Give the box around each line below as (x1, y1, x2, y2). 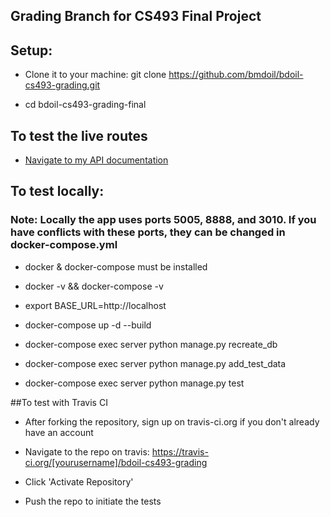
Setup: (10, 42, 53, 59)
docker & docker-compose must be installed (24, 260, 208, 273)
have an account (24, 426, 94, 438)
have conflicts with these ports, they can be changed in (10, 225, 286, 239)
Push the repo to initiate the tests (24, 495, 162, 507)
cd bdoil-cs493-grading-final (24, 99, 147, 111)
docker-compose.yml (10, 238, 118, 252)
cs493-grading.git (24, 79, 101, 91)
